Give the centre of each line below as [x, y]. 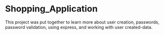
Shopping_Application [52, 9]
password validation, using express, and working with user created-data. [79, 27]
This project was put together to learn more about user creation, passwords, [82, 22]
